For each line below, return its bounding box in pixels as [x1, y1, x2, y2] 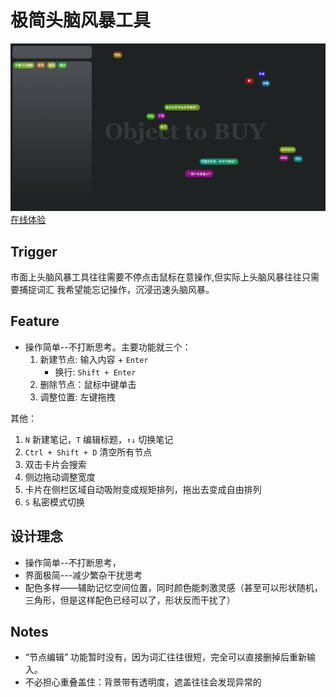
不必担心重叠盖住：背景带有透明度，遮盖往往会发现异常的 [24, 676, 262, 688]
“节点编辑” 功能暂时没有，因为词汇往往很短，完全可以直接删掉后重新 [24, 651, 308, 663]
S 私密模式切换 [24, 496, 85, 508]
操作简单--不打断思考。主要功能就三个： [24, 341, 192, 353]
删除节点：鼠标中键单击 [39, 378, 137, 390]
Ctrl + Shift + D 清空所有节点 [24, 446, 153, 458]
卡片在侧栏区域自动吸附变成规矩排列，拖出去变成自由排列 [24, 483, 262, 495]
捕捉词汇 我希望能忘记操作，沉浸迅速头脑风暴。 [18, 283, 215, 295]
